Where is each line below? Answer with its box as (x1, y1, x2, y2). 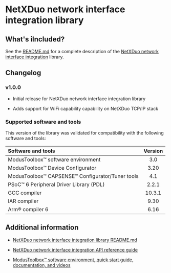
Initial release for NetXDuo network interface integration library (12, 96, 146, 102)
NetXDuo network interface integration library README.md (12, 237, 137, 243)
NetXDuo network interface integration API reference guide (12, 246, 138, 253)
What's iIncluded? (5, 35, 65, 43)
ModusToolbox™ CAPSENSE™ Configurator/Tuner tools (8, 172, 139, 179)
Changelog (5, 69, 41, 77)
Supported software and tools (5, 118, 81, 125)
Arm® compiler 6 (8, 206, 49, 213)
